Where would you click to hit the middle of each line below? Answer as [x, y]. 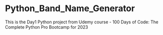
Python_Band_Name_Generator [70, 9]
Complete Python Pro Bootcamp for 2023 [47, 27]
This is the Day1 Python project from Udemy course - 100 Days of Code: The [82, 22]
